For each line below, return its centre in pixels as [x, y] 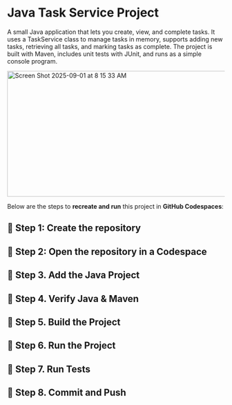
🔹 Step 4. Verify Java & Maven [73, 299]
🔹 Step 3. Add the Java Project [74, 275]
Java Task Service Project [83, 13]
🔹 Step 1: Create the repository [74, 228]
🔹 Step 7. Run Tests [49, 369]
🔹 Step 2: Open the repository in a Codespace [107, 251]
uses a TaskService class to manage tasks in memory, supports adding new [115, 39]
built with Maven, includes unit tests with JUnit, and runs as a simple [105, 54]
